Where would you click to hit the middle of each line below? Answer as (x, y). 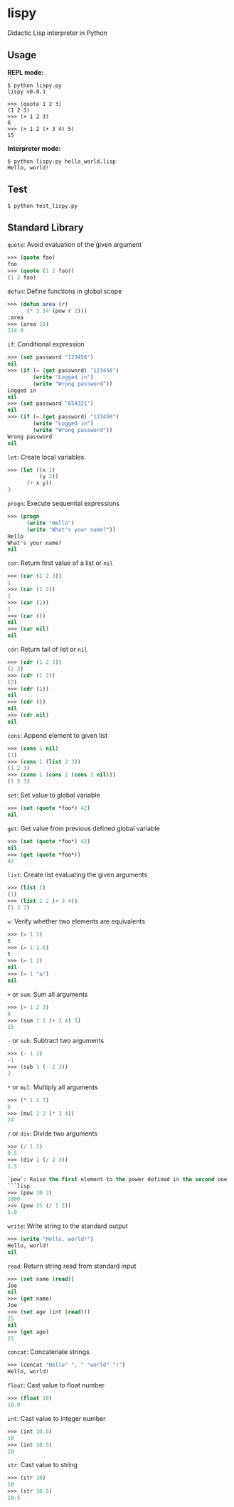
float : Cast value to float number (56, 1385)
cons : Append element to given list (58, 735)
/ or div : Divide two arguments (53, 1133)
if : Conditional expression (46, 344)
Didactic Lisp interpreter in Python (58, 33)
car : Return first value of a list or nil (60, 563)
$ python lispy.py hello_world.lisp (62, 162)
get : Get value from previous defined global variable (84, 828)
